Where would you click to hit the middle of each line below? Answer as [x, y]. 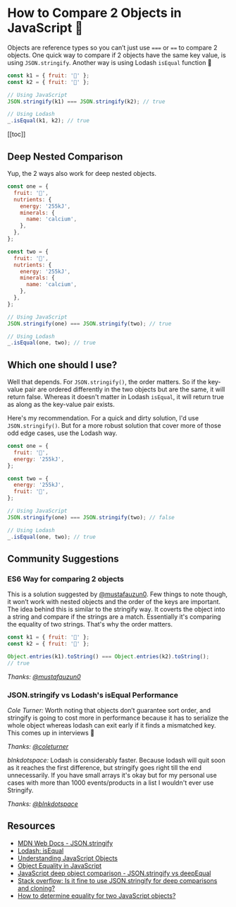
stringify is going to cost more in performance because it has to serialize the [118, 718]
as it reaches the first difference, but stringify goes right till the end [105, 768]
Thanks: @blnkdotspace [43, 804]
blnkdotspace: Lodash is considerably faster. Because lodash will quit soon [116, 760]
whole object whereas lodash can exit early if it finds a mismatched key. [112, 725]
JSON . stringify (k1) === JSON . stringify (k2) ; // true [86, 101]
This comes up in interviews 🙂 [51, 733]
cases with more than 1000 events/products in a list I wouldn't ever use [111, 783]
